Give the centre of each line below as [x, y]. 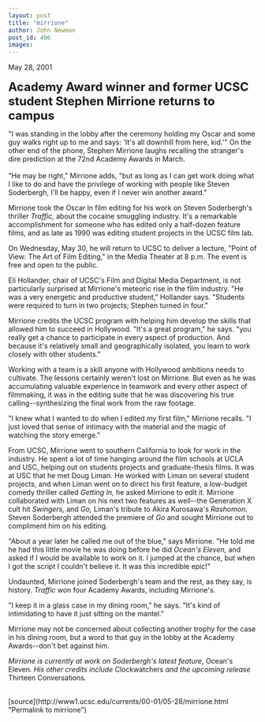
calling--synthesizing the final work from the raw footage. [102, 403]
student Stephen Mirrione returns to [112, 101]
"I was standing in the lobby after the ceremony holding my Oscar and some [132, 134]
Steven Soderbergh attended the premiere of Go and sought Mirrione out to [131, 518]
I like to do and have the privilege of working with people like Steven [119, 184]
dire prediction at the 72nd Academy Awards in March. [97, 159]
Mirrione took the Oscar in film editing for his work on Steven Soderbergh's [130, 208]
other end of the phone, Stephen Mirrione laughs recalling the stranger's [126, 151]
